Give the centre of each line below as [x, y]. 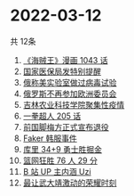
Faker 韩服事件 [50, 138]
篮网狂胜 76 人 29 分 [60, 160]
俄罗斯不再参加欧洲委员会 [70, 94]
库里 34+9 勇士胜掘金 [63, 149]
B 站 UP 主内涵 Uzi [57, 171]
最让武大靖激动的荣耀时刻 [70, 183]
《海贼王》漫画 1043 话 [65, 60]
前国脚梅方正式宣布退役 [66, 127]
